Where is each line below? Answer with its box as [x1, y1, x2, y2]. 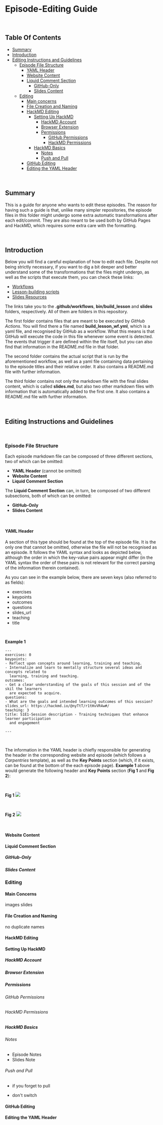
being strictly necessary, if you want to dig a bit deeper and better [5, 264, 137, 270]
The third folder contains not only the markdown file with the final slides [5, 378, 149, 384]
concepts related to [5, 669, 47, 674]
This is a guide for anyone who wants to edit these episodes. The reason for [5, 202, 157, 208]
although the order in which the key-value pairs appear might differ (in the [5, 554, 153, 560]
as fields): [5, 579, 25, 585]
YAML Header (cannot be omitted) [12, 468, 81, 474]
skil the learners [5, 686, 42, 691]
